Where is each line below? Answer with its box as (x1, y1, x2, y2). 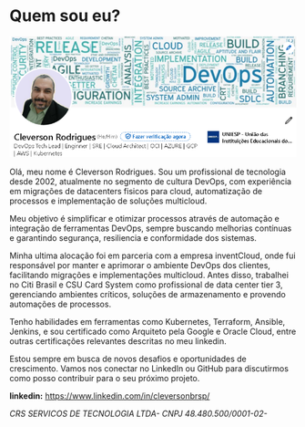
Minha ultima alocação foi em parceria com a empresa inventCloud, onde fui (9, 250, 296, 261)
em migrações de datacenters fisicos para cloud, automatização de (9, 186, 262, 197)
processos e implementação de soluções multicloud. (9, 195, 208, 206)
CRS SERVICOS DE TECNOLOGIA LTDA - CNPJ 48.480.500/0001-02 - (9, 408, 268, 420)
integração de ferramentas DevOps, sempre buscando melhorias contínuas (9, 223, 292, 234)
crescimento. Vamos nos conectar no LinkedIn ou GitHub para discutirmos (9, 363, 290, 374)
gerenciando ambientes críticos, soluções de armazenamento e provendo (9, 289, 287, 300)
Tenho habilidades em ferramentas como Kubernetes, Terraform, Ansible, (9, 317, 286, 328)
